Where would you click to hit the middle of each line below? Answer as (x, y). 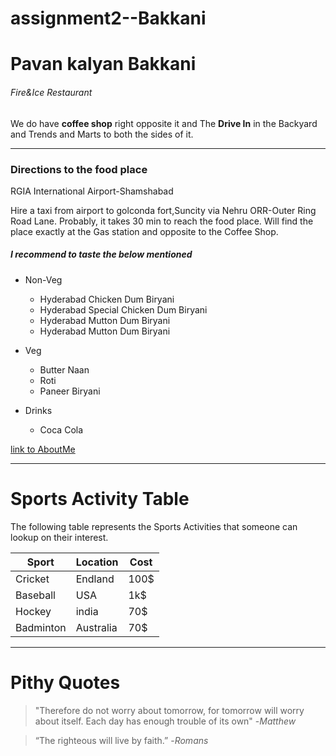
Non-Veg (43, 279)
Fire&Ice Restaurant (51, 92)
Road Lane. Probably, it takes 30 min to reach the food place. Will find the (162, 221)
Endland (95, 579)
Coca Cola (61, 429)
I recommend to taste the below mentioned (101, 254)
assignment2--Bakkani (108, 18)
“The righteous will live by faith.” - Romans (121, 740)
